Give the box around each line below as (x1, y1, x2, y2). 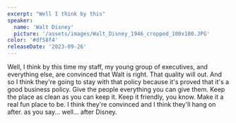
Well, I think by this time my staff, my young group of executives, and (7, 63, 208, 71)
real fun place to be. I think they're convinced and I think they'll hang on (7, 100, 216, 108)
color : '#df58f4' (7, 37, 59, 44)
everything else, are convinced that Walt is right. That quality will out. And (7, 70, 223, 78)
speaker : (7, 17, 33, 24)
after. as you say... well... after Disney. (7, 107, 118, 116)
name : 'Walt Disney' (13, 23, 74, 30)
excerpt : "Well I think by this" (7, 10, 106, 18)
